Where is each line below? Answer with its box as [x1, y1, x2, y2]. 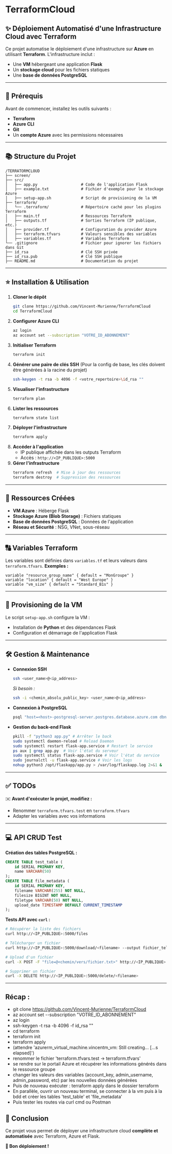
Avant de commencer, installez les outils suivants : [5, 105, 112, 112]
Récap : [5, 993, 30, 1001]
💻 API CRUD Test [5, 833, 62, 842]
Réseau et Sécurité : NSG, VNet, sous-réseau [12, 524, 110, 530]
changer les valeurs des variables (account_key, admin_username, [12, 1072, 154, 1078]
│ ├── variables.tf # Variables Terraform [5, 236, 130, 241]
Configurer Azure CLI [12, 318, 59, 324]
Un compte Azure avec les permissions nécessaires [12, 132, 123, 138]
